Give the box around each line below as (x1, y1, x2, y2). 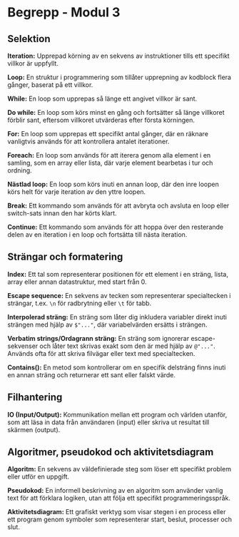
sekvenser (7, 342, 39, 350)
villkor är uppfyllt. (7, 59, 59, 68)
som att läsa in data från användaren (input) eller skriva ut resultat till (7, 418, 210, 426)
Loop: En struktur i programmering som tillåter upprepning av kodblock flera (7, 73, 232, 81)
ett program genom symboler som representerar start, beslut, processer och (7, 515, 233, 524)
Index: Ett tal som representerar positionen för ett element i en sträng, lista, (7, 270, 229, 278)
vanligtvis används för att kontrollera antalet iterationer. (7, 137, 170, 145)
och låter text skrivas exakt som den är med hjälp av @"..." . (39, 342, 215, 350)
